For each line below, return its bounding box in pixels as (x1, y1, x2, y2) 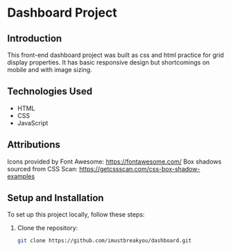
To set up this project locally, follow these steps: (7, 210, 145, 219)
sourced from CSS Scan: (7, 164, 78, 173)
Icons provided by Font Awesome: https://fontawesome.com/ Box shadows (7, 157, 222, 166)
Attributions (7, 139, 61, 150)
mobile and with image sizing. (7, 66, 92, 73)
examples (7, 172, 35, 180)
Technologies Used (7, 85, 92, 98)
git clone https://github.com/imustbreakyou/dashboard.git (17, 237, 192, 244)
